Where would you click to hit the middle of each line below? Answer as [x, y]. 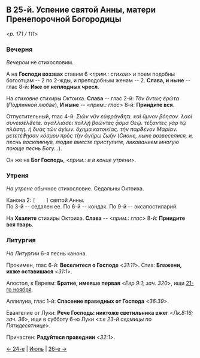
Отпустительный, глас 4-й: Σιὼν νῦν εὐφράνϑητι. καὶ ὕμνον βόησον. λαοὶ [99, 117]
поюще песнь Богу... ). [34, 148]
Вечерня [19, 49]
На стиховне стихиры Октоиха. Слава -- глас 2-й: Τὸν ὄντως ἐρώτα [93, 99]
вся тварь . [20, 225]
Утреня [17, 175]
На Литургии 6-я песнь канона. [47, 253]
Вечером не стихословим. [40, 62]
